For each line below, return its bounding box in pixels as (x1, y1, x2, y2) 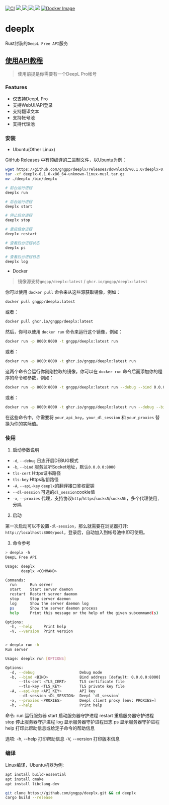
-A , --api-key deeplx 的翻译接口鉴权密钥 (12, 483, 95, 489)
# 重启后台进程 (5, 227, 33, 232)
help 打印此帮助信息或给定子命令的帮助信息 (5, 725, 95, 731)
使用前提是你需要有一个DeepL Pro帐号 (17, 71, 97, 77)
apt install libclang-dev (5, 781, 59, 786)
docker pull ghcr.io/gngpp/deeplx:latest (5, 319, 94, 324)
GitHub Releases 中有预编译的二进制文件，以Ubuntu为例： (5, 157, 127, 163)
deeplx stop (5, 218, 30, 223)
